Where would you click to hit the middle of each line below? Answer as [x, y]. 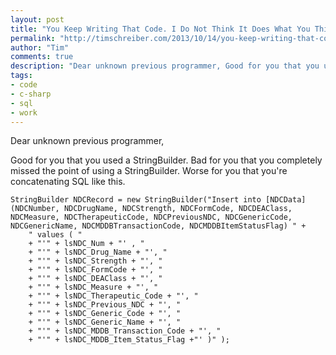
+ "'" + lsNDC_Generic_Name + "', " [105, 322]
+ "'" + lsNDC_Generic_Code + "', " [105, 314]
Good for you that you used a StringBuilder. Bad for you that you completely [166, 160]
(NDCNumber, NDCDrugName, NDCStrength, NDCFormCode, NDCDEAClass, [151, 209]
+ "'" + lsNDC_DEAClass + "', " [95, 279]
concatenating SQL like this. [68, 182]
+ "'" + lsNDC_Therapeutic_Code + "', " [113, 296]
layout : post [37, 19]
